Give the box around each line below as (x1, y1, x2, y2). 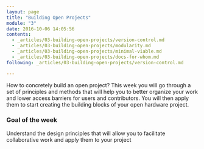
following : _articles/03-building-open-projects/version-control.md (6, 59, 184, 65)
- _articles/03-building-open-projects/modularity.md (12, 43, 151, 49)
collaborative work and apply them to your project (6, 136, 132, 143)
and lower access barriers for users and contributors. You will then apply (6, 94, 189, 102)
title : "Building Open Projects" (6, 15, 91, 21)
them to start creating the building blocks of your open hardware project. (6, 101, 189, 108)
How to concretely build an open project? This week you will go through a (6, 81, 191, 88)
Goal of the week (6, 116, 58, 124)
